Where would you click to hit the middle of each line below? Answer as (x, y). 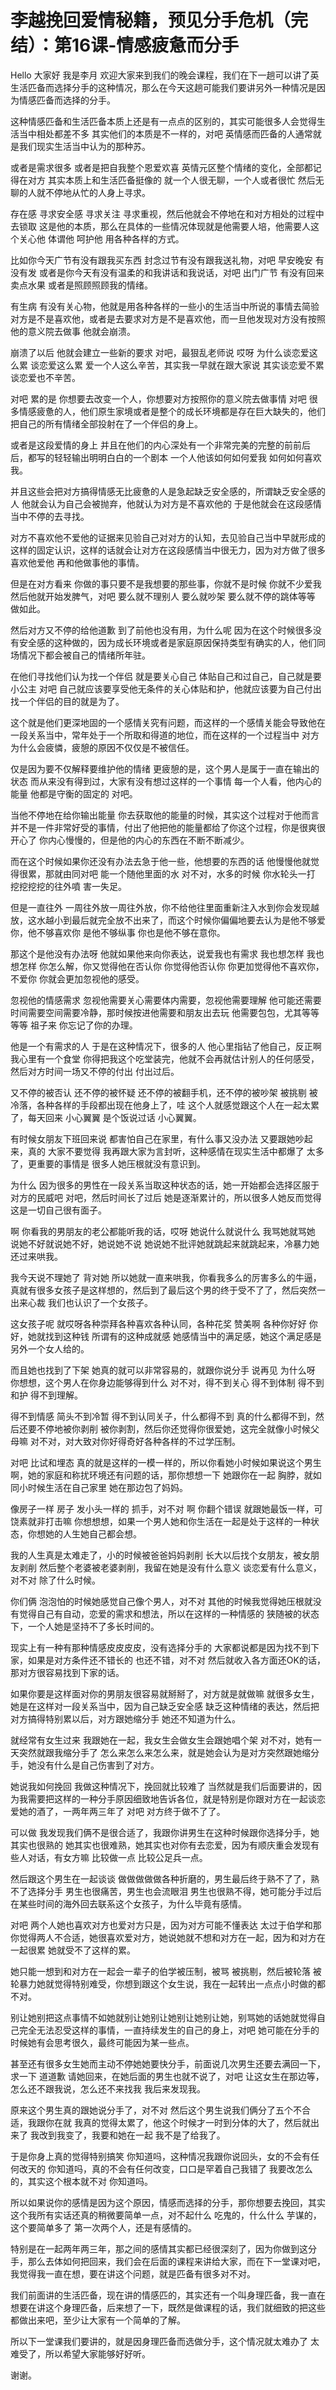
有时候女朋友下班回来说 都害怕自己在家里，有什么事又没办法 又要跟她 (153, 1138)
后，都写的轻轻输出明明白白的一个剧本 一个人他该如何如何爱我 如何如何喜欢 (166, 457)
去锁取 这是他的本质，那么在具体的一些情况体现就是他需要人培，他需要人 (160, 226)
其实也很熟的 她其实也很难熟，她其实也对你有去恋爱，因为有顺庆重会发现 (160, 1845)
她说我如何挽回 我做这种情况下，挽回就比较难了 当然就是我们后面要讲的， (161, 1786)
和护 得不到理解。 (46, 1395)
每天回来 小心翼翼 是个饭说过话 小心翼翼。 (114, 1117)
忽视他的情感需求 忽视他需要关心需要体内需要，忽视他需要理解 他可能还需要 (166, 1000)
